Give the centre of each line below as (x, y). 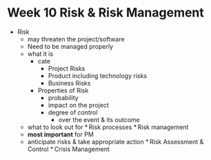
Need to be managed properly (70, 46)
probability (63, 97)
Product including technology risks (97, 76)
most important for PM (61, 134)
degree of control (73, 112)
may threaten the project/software (76, 39)
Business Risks (69, 83)
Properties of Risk (63, 90)
